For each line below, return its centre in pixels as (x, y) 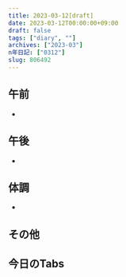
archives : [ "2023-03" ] (46, 45)
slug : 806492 (30, 60)
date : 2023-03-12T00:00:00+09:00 (63, 23)
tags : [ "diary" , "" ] (42, 38)
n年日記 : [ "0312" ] (37, 53)
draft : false (30, 30)
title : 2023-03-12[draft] (51, 16)
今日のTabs (36, 264)
